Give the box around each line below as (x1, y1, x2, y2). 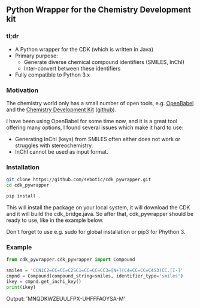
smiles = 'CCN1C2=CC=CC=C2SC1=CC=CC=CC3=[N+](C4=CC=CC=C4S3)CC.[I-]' (6, 267, 184, 274)
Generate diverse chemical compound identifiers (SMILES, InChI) (23, 58, 184, 65)
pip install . (6, 193, 42, 199)
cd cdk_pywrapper (6, 182, 50, 188)
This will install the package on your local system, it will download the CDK (6, 203, 190, 211)
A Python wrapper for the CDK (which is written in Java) (14, 45, 154, 53)
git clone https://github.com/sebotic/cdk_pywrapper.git (6, 176, 151, 183)
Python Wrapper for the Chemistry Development (6, 5, 192, 15)
